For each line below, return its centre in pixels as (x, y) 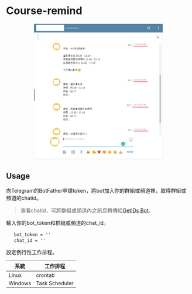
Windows (20, 283)
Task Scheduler (55, 283)
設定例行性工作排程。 (32, 252)
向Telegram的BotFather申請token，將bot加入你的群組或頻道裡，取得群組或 (96, 190)
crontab (45, 275)
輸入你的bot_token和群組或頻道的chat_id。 (58, 223)
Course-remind (44, 11)
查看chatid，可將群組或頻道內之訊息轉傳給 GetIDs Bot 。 (87, 210)
